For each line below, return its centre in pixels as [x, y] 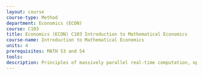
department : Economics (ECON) [44, 23]
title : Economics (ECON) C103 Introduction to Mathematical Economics [97, 34]
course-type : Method [32, 18]
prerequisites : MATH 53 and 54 [46, 51]
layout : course [25, 12]
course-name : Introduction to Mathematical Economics [76, 40]
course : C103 [23, 29]
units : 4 [17, 46]
